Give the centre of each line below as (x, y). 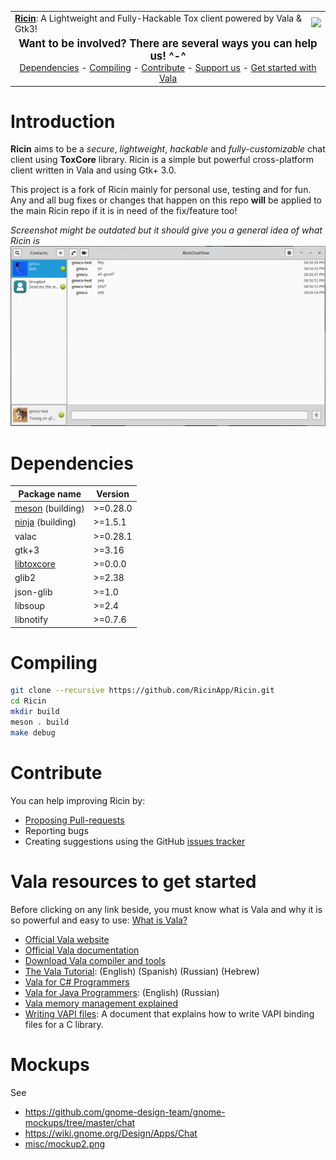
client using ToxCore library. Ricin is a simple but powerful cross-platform (162, 160)
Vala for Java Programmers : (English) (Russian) (122, 992)
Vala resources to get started (133, 881)
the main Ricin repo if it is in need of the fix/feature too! (124, 211)
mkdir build (35, 712)
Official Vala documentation (82, 950)
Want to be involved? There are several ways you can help (168, 43)
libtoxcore (35, 564)
